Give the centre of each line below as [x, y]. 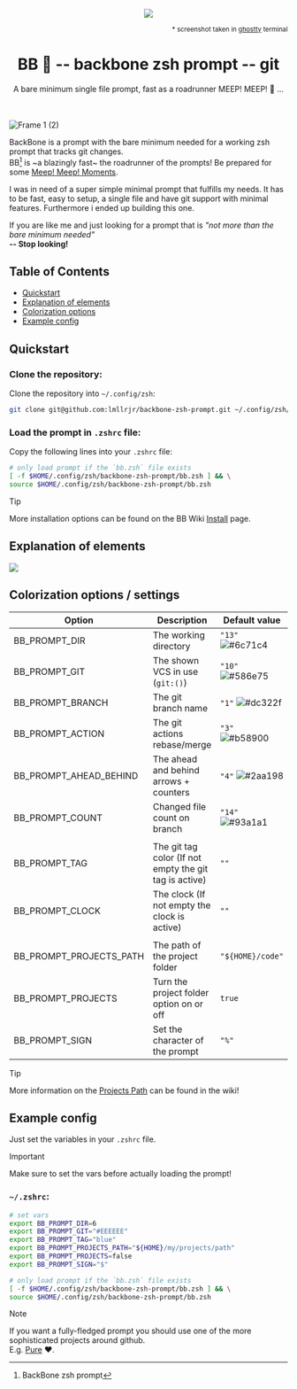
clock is [169, 916]
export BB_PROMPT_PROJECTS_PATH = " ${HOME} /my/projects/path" [122, 1248]
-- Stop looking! [39, 244]
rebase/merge [183, 744]
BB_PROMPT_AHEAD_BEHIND [76, 775]
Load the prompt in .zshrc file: [75, 432]
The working [179, 635]
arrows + [171, 781]
